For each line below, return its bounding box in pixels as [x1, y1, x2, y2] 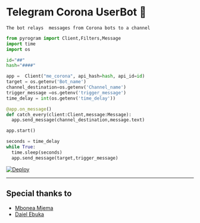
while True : [6, 144, 36, 150]
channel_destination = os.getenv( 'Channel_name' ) [6, 84, 127, 91]
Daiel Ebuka [14, 211, 45, 218]
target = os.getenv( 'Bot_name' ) [6, 79, 86, 85]
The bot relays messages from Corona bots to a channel [6, 25, 151, 31]
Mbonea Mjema [14, 204, 54, 211]
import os [6, 46, 31, 52]
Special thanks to [6, 189, 72, 199]
